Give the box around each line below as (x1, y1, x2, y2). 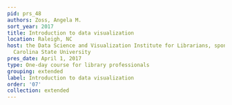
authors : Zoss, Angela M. (7, 17, 81, 23)
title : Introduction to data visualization (7, 29, 135, 37)
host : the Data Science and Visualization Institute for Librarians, (7, 42, 212, 49)
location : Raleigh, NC (7, 36, 72, 43)
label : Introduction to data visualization (7, 74, 135, 82)
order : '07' (7, 81, 41, 88)
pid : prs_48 (7, 10, 41, 17)
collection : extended (7, 87, 70, 94)
